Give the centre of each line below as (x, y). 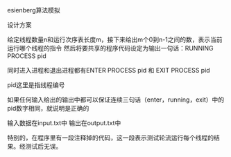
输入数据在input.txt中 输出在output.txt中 (64, 123)
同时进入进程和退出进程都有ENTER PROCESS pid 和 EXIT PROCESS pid (109, 70)
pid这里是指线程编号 (36, 85)
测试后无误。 (44, 146)
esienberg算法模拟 (34, 10)
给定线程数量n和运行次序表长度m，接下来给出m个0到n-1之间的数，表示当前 (115, 39)
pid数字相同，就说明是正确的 (48, 108)
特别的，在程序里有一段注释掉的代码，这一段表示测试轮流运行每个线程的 (110, 138)
